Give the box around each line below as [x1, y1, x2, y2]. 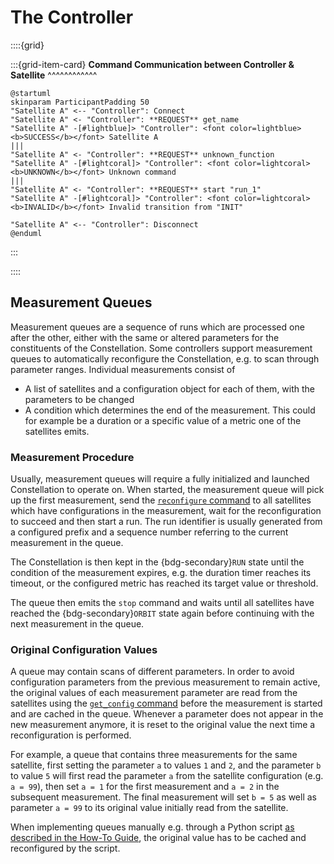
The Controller [10, 6, 134, 29]
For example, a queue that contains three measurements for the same [10, 749, 298, 761]
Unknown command [108, 167, 177, 177]
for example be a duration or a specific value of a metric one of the [24, 414, 302, 426]
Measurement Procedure [10, 450, 135, 464]
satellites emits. [24, 425, 90, 437]
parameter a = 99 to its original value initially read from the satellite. [10, 802, 289, 814]
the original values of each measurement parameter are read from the [10, 687, 298, 699]
